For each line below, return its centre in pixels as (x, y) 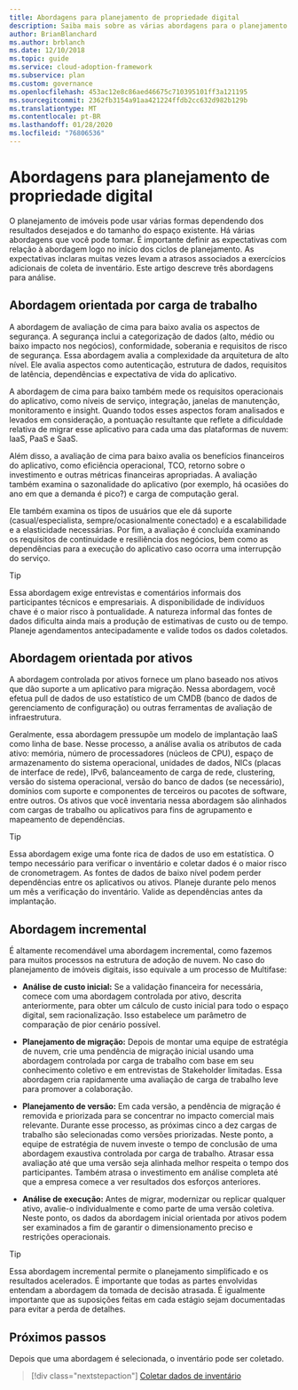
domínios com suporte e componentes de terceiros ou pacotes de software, (148, 791)
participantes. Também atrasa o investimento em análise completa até (150, 1173)
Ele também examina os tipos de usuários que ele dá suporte (121, 510)
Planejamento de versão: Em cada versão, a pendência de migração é (151, 1106)
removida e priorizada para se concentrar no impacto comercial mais (148, 1116)
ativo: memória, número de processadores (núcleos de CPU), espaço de (141, 753)
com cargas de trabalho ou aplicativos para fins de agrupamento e (131, 810)
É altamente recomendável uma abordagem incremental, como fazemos (141, 951)
